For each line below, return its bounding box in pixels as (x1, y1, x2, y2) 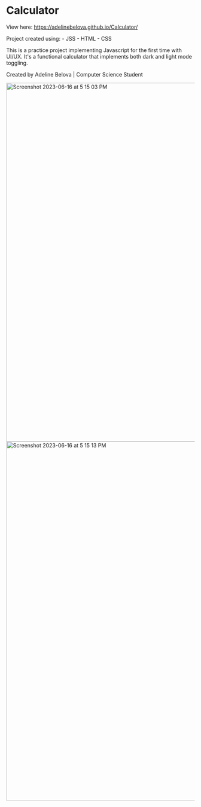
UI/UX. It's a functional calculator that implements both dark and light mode (6, 53, 193, 60)
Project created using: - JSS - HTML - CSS (6, 35, 112, 42)
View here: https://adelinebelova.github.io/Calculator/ (6, 23, 138, 31)
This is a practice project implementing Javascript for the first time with (6, 46, 182, 54)
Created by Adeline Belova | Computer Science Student (6, 71, 144, 78)
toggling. (6, 59, 28, 66)
